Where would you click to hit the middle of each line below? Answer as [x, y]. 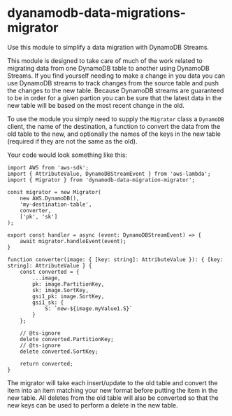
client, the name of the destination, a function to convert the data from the [114, 126]
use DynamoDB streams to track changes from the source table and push [113, 83]
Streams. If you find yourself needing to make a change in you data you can [116, 76]
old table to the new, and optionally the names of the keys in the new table [114, 134]
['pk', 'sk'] [39, 216]
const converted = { [50, 272]
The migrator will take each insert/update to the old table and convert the [113, 382]
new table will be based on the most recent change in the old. [96, 105]
